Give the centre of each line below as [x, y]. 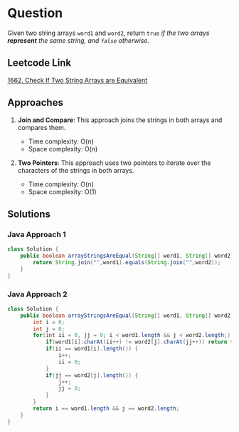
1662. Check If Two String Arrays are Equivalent [78, 80]
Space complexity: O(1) [63, 191]
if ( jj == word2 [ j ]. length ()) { [92, 375]
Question [35, 13]
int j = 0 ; [49, 329]
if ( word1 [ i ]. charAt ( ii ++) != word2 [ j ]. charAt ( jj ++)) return [136, 342]
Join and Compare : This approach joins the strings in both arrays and [120, 120]
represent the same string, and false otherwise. [78, 40]
